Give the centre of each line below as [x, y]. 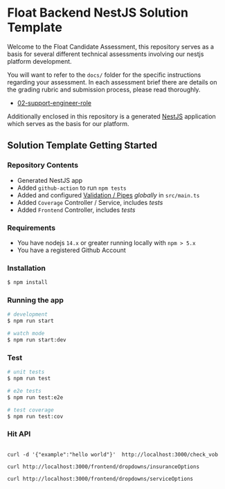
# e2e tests [24, 391]
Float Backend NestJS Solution [98, 13]
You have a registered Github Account [71, 250]
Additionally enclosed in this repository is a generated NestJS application [111, 116]
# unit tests [26, 372]
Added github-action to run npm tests [72, 188]
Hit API [19, 434]
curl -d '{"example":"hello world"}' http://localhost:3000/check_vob [112, 454]
